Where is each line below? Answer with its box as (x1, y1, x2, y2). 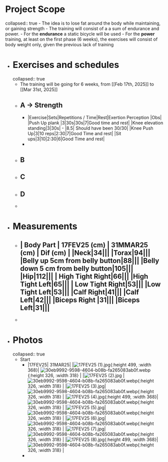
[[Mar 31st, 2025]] (20, 86, 58, 93)
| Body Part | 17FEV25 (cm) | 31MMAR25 (20, 240, 148, 249)
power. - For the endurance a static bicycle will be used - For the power (5, 31, 155, 37)
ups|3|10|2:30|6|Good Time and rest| (27, 136, 105, 142)
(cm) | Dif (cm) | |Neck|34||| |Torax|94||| (20, 248, 151, 257)
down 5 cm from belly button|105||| (20, 264, 133, 272)
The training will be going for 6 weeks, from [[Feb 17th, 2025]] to (20, 81, 154, 87)
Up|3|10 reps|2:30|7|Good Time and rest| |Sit (27, 130, 122, 136)
